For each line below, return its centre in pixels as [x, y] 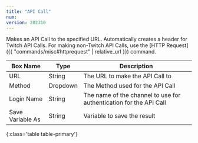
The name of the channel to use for [132, 95]
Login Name [26, 99]
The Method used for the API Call [129, 86]
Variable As [25, 119]
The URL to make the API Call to [128, 76]
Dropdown [63, 86]
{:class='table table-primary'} [42, 134]
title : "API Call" [29, 11]
